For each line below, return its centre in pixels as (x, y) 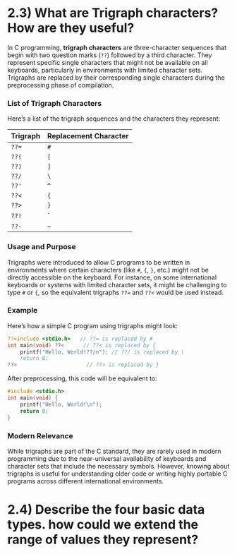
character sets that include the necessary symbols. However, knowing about (119, 466)
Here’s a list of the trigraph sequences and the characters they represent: (114, 119)
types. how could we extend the (103, 525)
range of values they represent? (103, 540)
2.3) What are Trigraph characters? (113, 13)
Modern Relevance (41, 435)
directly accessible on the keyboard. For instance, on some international (112, 277)
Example (23, 311)
